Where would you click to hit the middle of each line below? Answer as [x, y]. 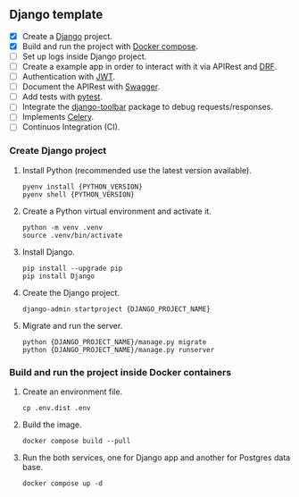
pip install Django [58, 276]
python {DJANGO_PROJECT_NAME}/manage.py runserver [118, 350]
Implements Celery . [58, 117]
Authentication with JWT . [69, 77]
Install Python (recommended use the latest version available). [137, 170]
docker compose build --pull [76, 442]
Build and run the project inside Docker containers [120, 372]
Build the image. [52, 425]
